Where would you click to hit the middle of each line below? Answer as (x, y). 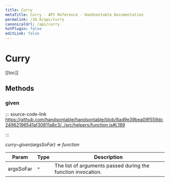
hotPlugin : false (24, 29)
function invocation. (78, 172)
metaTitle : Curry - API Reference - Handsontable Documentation (74, 15)
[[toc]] (12, 72)
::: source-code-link (26, 114)
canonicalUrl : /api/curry (32, 24)
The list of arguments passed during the (102, 165)
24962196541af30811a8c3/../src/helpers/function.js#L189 (65, 125)
